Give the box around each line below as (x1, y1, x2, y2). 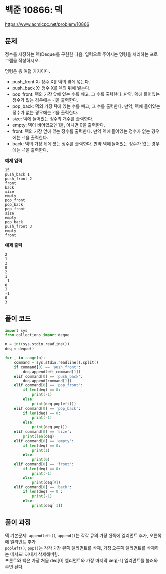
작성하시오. (18, 57, 40, 63)
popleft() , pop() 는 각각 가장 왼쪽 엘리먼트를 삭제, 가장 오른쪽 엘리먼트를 (5, 545, 146, 551)
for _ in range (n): (5, 355, 46, 361)
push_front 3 (5, 224, 32, 229)
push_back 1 (5, 172, 30, 177)
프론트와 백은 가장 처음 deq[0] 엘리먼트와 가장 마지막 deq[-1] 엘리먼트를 (5, 557, 145, 563)
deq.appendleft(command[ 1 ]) (23, 369, 81, 374)
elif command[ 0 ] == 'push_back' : (14, 374, 83, 379)
